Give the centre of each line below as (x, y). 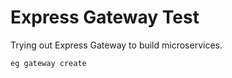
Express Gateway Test (105, 17)
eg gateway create (48, 63)
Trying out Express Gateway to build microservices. (116, 45)
